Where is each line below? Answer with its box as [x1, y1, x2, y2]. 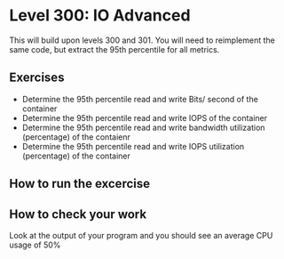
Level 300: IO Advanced [9, 5, 191, 26]
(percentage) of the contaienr [21, 131, 130, 142]
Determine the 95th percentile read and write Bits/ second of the [21, 93, 259, 104]
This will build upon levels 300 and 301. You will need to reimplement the [9, 35, 275, 45]
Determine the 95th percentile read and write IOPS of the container [21, 112, 268, 123]
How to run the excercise [9, 176, 151, 191]
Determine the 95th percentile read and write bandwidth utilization [21, 122, 265, 133]
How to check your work [9, 206, 147, 222]
